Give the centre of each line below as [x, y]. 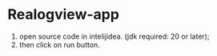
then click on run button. [60, 44]
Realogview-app [63, 15]
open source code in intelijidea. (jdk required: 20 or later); [114, 36]
